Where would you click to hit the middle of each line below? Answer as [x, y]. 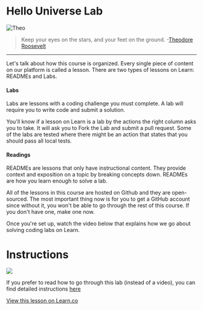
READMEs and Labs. [32, 76]
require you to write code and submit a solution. [66, 110]
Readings [18, 155]
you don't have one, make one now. [50, 212]
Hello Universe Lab [55, 11]
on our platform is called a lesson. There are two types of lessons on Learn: [100, 69]
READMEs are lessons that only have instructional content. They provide [96, 168]
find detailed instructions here [43, 289]
